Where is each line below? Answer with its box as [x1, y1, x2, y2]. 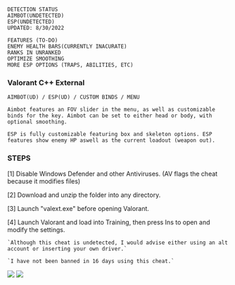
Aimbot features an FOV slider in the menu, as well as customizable [7, 106, 216, 114]
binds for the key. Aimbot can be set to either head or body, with [7, 112, 212, 119]
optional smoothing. [7, 119, 68, 126]
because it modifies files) [7, 176, 81, 186]
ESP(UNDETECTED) [7, 18, 55, 25]
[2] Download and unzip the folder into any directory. [7, 190, 161, 199]
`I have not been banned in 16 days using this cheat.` [7, 257, 174, 265]
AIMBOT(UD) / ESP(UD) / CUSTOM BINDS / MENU [7, 94, 140, 101]
